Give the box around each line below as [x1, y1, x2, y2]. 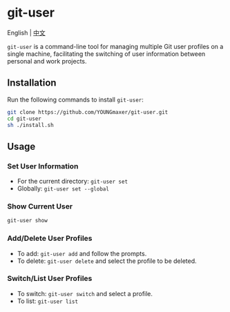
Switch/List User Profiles [7, 274, 93, 284]
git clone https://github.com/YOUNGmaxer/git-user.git [7, 108, 169, 115]
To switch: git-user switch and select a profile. [17, 289, 153, 298]
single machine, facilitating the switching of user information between [7, 50, 206, 58]
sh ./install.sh [7, 121, 54, 128]
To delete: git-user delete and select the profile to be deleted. [17, 257, 197, 265]
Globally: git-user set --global [17, 184, 109, 193]
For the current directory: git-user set [17, 177, 128, 186]
